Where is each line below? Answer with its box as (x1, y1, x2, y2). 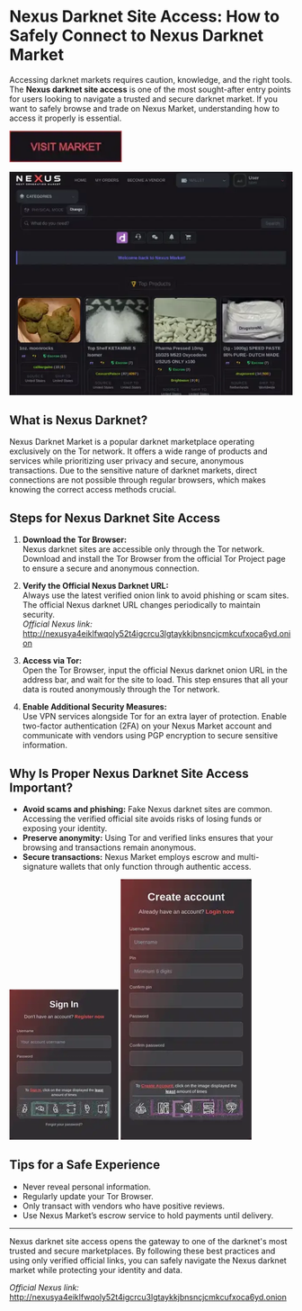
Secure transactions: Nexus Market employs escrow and (22, 852, 235, 863)
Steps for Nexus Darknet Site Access (9, 511, 221, 526)
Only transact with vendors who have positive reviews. (22, 1200, 226, 1211)
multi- (236, 852, 260, 863)
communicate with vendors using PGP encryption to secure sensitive (22, 730, 279, 741)
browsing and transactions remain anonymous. (22, 842, 197, 853)
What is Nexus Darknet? (9, 412, 148, 429)
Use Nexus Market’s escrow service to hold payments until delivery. (22, 1209, 274, 1221)
